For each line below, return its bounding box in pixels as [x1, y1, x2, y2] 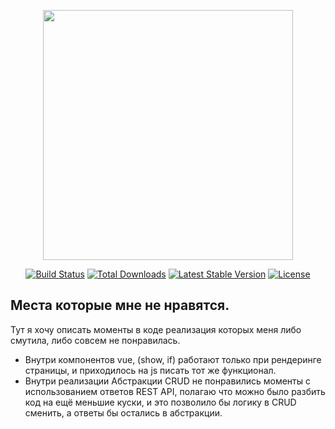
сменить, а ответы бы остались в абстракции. [24, 406, 223, 419]
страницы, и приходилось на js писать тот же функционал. [24, 364, 277, 376]
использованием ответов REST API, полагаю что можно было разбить [24, 385, 326, 397]
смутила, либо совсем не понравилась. [10, 334, 181, 346]
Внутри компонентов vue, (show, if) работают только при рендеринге [24, 353, 322, 365]
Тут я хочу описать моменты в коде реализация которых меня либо [10, 323, 302, 335]
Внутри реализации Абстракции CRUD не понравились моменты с [24, 375, 312, 387]
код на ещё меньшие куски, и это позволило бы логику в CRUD [24, 396, 297, 408]
